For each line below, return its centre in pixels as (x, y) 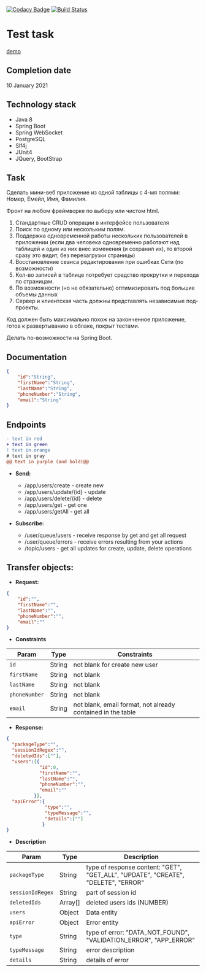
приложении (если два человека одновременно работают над (97, 242)
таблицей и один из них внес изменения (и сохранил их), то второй (104, 249)
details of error (107, 960)
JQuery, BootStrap (39, 158)
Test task (30, 34)
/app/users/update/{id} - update (65, 492)
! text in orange (29, 450)
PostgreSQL (30, 139)
